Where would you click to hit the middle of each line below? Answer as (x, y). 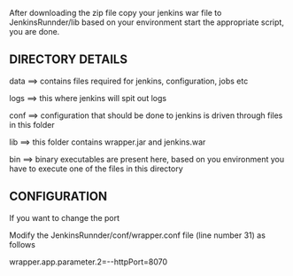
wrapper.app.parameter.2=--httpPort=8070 (89, 262)
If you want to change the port (65, 217)
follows (22, 244)
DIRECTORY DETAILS (69, 60)
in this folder (32, 124)
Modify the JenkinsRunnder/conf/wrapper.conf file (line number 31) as (137, 235)
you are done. (35, 32)
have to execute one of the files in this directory (96, 169)
